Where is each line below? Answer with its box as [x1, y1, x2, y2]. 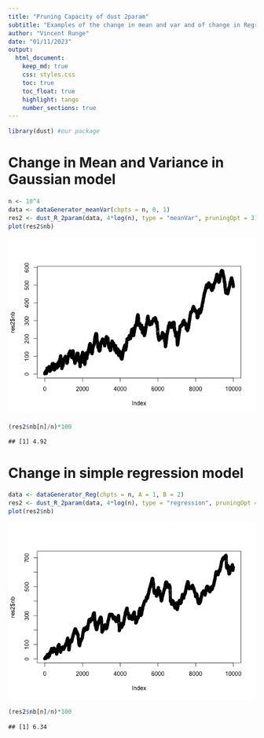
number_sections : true [22, 104, 97, 112]
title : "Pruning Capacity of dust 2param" [8, 13, 149, 20]
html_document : [15, 54, 65, 62]
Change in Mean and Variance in [8, 154, 224, 172]
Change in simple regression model [8, 464, 244, 482]
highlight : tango [22, 95, 79, 104]
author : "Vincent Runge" [8, 29, 90, 37]
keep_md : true [22, 63, 68, 71]
